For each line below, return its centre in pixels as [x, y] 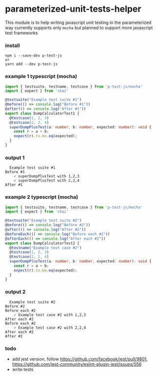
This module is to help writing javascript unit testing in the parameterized [78, 22]
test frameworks [21, 33]
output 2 [15, 292]
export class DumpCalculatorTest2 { [42, 243]
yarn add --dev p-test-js [31, 64]
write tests [23, 370]
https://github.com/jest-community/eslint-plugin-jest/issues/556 [77, 364]
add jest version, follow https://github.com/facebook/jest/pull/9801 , [80, 359]
